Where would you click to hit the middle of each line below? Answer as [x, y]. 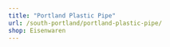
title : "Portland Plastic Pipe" [62, 16]
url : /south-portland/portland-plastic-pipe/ [85, 23]
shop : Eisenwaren [37, 30]
